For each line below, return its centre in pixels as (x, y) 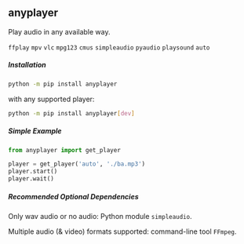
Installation (27, 65)
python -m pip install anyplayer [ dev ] (71, 113)
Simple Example (35, 131)
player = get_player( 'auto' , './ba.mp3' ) (77, 164)
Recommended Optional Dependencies (73, 196)
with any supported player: (51, 99)
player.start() (33, 172)
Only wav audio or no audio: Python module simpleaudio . (100, 216)
